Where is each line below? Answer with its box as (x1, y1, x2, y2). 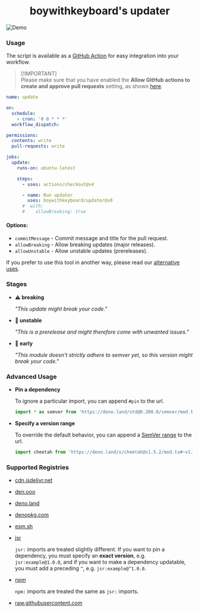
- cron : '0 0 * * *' (17, 116, 68, 122)
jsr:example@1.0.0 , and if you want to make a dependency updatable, (14, 558, 186, 566)
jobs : (6, 154, 20, 160)
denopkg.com (14, 511, 49, 518)
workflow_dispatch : (11, 121, 60, 127)
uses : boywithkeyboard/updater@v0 (27, 197, 113, 203)
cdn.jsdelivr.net (14, 476, 53, 484)
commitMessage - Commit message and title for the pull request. (14, 235, 168, 242)
